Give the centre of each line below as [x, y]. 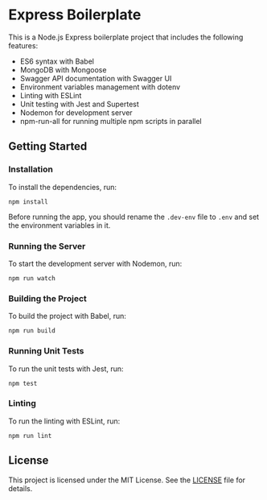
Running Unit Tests [46, 351]
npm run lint [30, 436]
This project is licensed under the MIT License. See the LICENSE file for [127, 480]
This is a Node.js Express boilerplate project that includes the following [126, 37]
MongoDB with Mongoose [63, 69]
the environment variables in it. [60, 225]
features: [23, 45]
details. [21, 488]
